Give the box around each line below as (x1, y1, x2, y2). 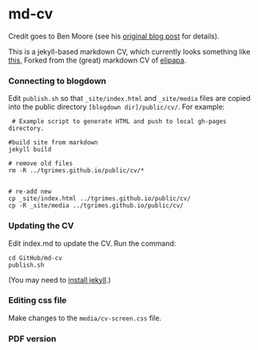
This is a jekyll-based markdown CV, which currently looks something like (8, 46, 251, 56)
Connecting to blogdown (8, 75, 106, 86)
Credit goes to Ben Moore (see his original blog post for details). (8, 31, 220, 41)
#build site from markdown (8, 139, 98, 147)
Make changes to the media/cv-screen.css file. (8, 313, 162, 323)
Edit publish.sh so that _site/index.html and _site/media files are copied (8, 94, 251, 103)
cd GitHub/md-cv (8, 254, 62, 262)
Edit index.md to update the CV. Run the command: (8, 238, 177, 248)
